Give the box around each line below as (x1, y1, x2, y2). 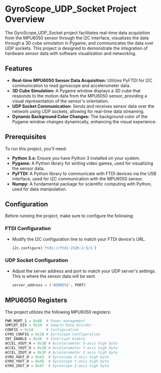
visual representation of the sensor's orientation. (12, 98, 109, 104)
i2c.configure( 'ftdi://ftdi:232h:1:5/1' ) (12, 245, 97, 251)
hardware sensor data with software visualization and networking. (5, 50, 136, 56)
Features (5, 65, 32, 73)
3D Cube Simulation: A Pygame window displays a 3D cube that (12, 87, 141, 93)
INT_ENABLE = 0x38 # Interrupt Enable (5, 337, 86, 341)
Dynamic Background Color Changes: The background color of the (12, 113, 148, 119)
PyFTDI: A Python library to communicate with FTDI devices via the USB (12, 170, 157, 176)
